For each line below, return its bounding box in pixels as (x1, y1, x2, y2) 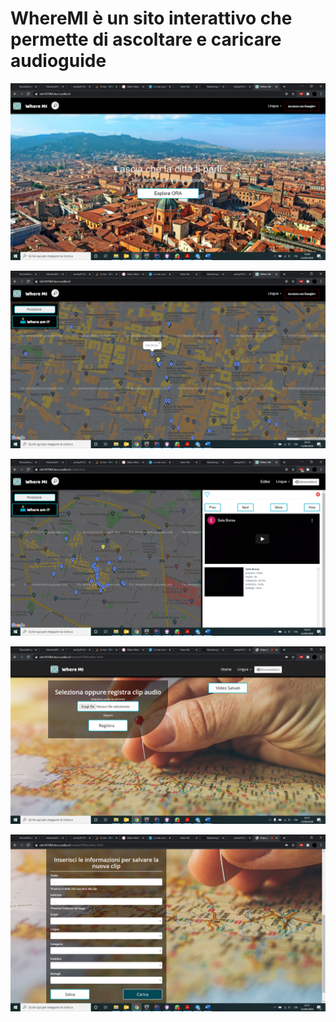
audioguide (10, 50, 107, 72)
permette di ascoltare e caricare (10, 28, 282, 51)
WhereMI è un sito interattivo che (10, 7, 293, 30)
